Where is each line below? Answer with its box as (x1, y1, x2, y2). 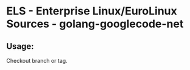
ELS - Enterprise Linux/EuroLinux (6, 4, 178, 18)
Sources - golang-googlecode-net (6, 17, 184, 31)
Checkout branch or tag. (6, 57, 68, 64)
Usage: (6, 41, 35, 51)
